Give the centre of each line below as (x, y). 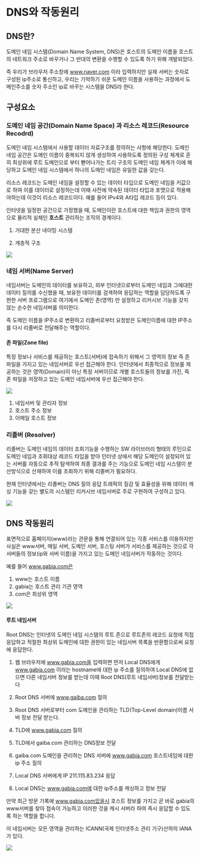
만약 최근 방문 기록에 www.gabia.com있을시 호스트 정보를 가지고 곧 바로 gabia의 (100, 801)
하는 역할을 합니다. (34, 816)
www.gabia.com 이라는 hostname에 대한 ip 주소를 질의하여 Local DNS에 (101, 670)
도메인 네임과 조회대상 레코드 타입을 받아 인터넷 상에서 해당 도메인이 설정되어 (96, 457)
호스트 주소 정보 (33, 411)
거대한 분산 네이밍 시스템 (44, 230)
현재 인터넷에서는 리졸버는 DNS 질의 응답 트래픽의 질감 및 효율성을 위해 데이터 (97, 484)
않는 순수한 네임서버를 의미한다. (43, 307)
